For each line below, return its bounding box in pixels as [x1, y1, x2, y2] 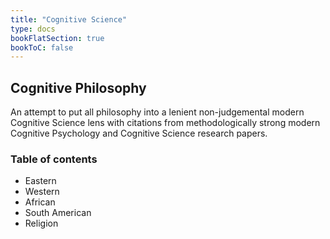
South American [24, 207, 92, 219]
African [24, 196, 56, 208]
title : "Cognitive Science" [10, 14, 128, 25]
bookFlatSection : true [10, 33, 105, 43]
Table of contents [10, 152, 98, 166]
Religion [24, 217, 59, 230]
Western [24, 186, 60, 198]
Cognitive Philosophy [10, 79, 147, 96]
